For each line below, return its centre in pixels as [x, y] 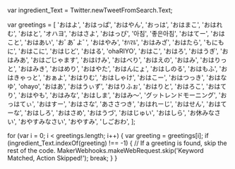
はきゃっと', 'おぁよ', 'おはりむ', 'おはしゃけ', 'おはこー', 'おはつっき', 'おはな [117, 77]
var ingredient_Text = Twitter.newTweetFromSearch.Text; [90, 10]
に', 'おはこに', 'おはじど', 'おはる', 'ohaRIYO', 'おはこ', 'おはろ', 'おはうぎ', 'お [118, 51]
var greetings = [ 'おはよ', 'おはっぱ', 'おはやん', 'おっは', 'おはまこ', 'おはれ [115, 25]
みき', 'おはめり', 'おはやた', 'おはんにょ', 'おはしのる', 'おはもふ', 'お [130, 69]
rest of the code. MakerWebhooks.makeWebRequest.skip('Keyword [106, 150]
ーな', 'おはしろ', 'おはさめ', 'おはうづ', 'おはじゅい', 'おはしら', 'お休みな [111, 113]
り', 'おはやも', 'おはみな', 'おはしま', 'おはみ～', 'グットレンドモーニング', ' [114, 95]
